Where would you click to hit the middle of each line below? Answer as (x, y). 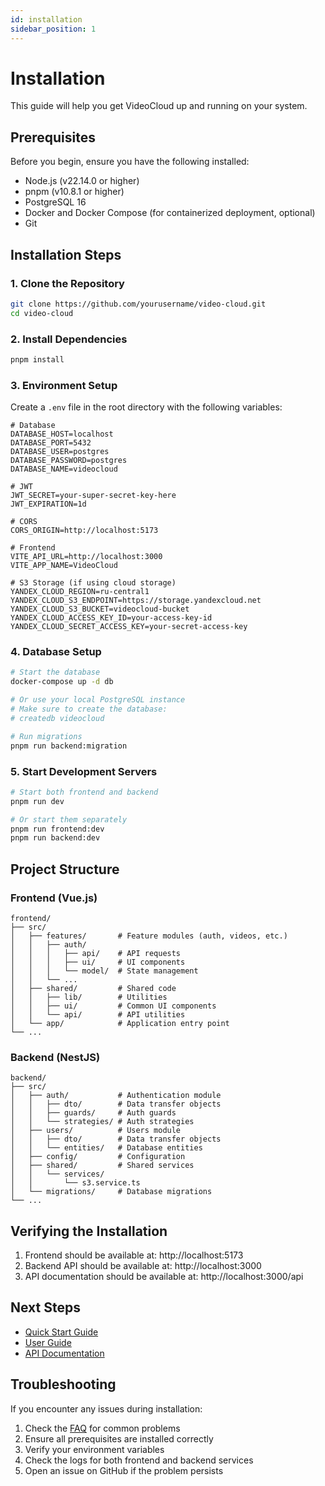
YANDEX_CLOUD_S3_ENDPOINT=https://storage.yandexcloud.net (136, 601)
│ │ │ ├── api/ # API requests (96, 953)
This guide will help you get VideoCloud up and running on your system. (159, 106)
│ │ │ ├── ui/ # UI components (98, 962)
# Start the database (55, 672)
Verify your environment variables (94, 1449)
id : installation (46, 19)
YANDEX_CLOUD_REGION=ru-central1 (80, 592)
